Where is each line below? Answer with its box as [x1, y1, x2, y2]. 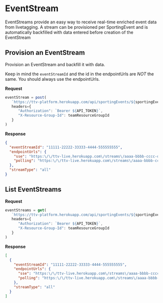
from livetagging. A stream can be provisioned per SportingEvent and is [5, 24, 148, 30]
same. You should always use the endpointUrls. [5, 76, 100, 82]
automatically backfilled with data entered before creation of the [5, 29, 133, 35]
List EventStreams [5, 185, 62, 194]
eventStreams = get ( [5, 208, 47, 213]
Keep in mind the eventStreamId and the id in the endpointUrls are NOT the [5, 71, 154, 77]
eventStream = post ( [5, 95, 47, 100]
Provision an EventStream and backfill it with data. [5, 61, 105, 67]
